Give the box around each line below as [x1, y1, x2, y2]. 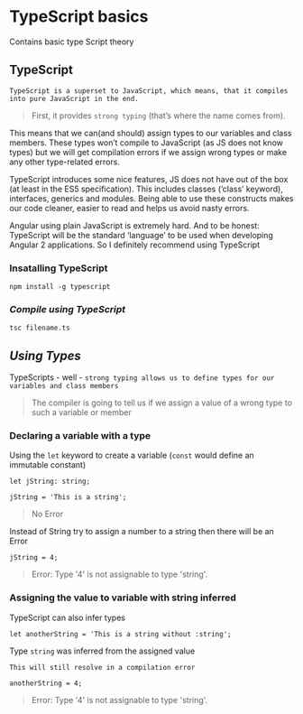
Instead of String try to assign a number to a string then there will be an [9, 526, 275, 537]
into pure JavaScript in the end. [9, 94, 140, 103]
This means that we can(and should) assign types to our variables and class [9, 127, 292, 138]
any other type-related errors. [9, 156, 120, 167]
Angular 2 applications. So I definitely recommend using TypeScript [9, 239, 260, 250]
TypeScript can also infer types [9, 612, 126, 623]
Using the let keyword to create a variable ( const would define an [9, 450, 254, 461]
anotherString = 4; [9, 679, 83, 688]
